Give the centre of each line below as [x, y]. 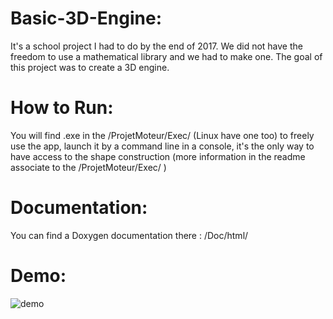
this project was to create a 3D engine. [90, 67]
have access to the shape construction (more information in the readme [158, 156]
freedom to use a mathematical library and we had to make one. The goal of [166, 56]
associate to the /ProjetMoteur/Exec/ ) [88, 167]
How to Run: [62, 108]
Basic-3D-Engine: [86, 18]
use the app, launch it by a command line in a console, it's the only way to [162, 146]
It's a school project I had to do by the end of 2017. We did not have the [156, 46]
